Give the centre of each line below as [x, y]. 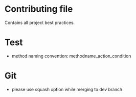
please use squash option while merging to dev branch [67, 89]
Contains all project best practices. [40, 23]
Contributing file [39, 9]
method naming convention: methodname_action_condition [71, 56]
